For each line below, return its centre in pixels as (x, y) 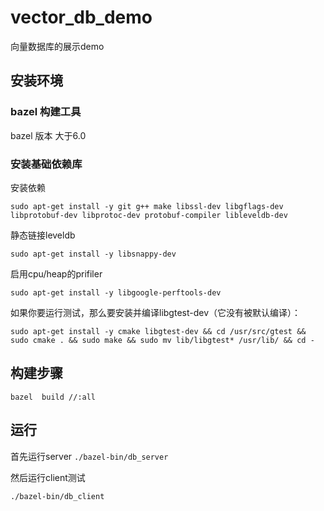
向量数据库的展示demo (57, 46)
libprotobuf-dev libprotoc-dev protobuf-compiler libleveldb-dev (149, 215)
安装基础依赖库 (46, 164)
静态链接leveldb (43, 235)
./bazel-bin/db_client (57, 496)
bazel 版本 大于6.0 (48, 135)
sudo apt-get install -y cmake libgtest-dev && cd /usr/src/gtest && (158, 331)
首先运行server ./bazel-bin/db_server (89, 456)
